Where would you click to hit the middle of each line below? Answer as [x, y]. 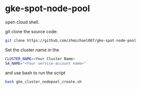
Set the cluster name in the [32, 50]
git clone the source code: [31, 31]
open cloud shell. [22, 22]
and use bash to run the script [35, 73]
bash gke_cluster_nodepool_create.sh [43, 82]
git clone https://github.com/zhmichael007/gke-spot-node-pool [71, 40]
